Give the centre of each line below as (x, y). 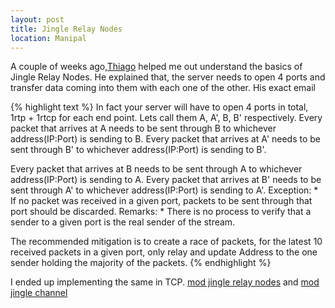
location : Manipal (48, 38)
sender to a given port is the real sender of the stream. (123, 222)
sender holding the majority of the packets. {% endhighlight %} (141, 263)
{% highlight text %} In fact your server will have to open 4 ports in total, (159, 107)
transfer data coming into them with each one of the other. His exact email (163, 88)
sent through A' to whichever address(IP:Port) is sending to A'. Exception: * (164, 190)
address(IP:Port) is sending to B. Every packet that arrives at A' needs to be (166, 139)
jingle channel (39, 293)
